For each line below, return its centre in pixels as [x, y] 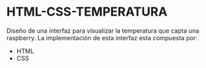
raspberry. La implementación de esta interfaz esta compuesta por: [102, 37]
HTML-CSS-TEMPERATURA [87, 12]
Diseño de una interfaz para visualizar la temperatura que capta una [103, 31]
